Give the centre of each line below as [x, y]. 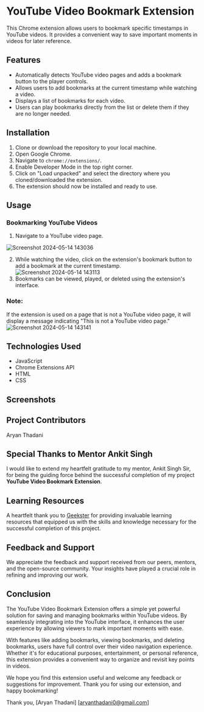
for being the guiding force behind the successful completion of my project [100, 475]
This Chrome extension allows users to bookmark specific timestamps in [97, 28]
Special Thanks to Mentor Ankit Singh [80, 454]
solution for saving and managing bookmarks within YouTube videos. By [97, 615]
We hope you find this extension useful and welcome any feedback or [94, 677]
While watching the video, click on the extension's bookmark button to [104, 259]
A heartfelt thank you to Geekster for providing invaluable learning [89, 515]
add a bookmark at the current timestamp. [68, 266]
